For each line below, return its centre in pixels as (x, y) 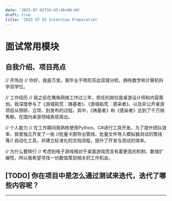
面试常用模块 (33, 46)
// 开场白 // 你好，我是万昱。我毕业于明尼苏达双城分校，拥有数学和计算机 (82, 81)
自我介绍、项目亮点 (36, 67)
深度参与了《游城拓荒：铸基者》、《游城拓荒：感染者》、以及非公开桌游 (92, 104)
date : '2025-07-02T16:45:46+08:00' (43, 10)
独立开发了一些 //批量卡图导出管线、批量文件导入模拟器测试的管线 (93, 134)
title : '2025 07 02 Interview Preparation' (52, 19)
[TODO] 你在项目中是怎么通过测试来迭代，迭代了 (82, 176)
